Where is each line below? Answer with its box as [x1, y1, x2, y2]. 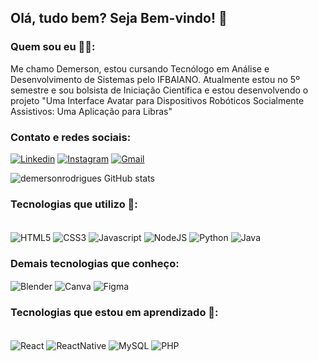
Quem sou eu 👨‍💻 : [10, 40, 96, 54]
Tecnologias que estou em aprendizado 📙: [10, 305, 219, 319]
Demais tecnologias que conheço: [10, 256, 180, 270]
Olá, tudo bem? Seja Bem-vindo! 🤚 [10, 10, 228, 27]
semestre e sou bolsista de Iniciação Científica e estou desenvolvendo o [10, 84, 309, 96]
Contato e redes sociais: [10, 130, 132, 144]
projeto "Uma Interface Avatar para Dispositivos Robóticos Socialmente [10, 94, 305, 106]
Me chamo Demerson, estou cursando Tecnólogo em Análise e [10, 62, 270, 75]
